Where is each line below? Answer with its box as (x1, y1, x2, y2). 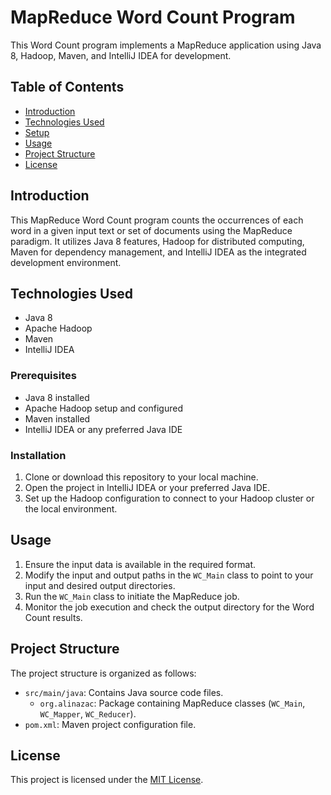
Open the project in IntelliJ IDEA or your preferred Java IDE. (24, 481, 271, 493)
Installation (10, 448, 67, 462)
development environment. (10, 256, 122, 268)
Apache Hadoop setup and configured (24, 402, 183, 414)
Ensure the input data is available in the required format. (24, 558, 257, 570)
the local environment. (24, 502, 118, 515)
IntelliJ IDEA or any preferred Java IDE (24, 423, 183, 435)
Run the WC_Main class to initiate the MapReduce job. (24, 590, 240, 602)
